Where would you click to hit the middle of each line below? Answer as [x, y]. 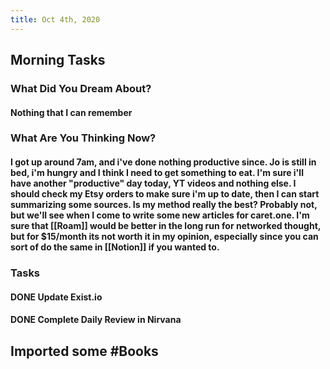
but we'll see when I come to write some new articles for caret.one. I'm [160, 215]
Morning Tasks [58, 60]
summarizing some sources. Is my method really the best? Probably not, [164, 205]
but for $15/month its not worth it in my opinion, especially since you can [164, 237]
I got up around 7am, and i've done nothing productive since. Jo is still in [163, 162]
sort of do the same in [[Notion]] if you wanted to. [115, 247]
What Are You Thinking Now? [83, 138]
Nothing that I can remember [71, 112]
